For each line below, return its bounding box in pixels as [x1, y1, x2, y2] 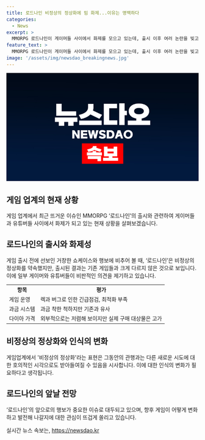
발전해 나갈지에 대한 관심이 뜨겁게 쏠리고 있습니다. [17, 413, 137, 421]
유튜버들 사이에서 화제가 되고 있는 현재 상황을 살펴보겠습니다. [12, 220, 158, 227]
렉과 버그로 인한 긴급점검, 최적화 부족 [40, 295, 128, 302]
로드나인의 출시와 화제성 [6, 239, 92, 250]
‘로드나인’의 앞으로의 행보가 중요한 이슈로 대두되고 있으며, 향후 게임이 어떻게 [6, 406, 187, 413]
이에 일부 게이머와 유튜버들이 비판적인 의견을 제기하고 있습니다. [6, 272, 157, 279]
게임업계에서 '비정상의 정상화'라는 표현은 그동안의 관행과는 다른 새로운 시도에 [6, 353, 189, 361]
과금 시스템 [9, 306, 35, 313]
